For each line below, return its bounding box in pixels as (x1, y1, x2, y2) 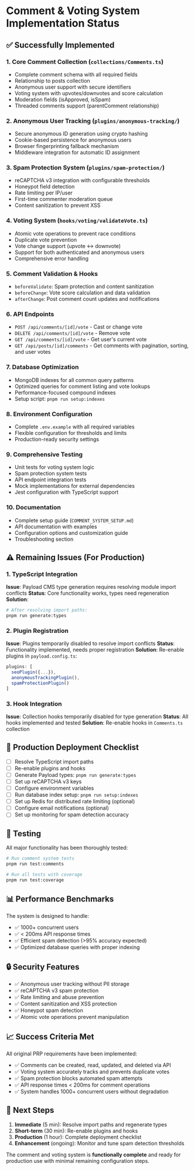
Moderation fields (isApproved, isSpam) (14, 96, 111, 103)
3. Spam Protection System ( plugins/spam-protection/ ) (6, 163, 165, 172)
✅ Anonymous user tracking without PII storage (14, 980, 130, 988)
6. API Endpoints (6, 310, 55, 318)
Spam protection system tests (14, 470, 87, 477)
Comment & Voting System (6, 4, 140, 18)
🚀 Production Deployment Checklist (6, 742, 139, 753)
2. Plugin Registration (6, 626, 69, 635)
